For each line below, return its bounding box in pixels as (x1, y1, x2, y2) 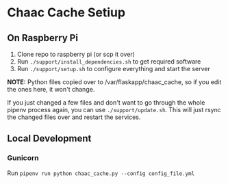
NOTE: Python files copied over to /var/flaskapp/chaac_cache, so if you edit (7, 78, 222, 86)
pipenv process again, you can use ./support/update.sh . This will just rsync (7, 106, 221, 114)
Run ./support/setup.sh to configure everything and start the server (16, 65, 210, 73)
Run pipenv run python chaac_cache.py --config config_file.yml (7, 169, 195, 177)
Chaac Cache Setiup (7, 5, 125, 21)
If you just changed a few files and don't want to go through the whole (7, 98, 205, 107)
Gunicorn (7, 153, 39, 163)
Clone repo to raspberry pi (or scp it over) (16, 50, 136, 58)
